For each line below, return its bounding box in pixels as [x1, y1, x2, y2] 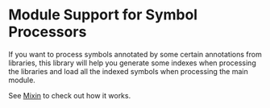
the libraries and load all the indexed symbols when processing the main [8, 66, 248, 76]
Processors [8, 23, 87, 41]
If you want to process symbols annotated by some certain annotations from [8, 49, 262, 59]
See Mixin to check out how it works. [8, 90, 131, 100]
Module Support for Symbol [8, 6, 198, 24]
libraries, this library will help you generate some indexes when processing [8, 58, 256, 68]
